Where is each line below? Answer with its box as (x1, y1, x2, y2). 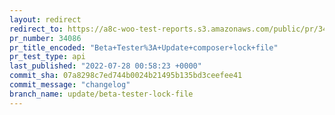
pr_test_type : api (9, 52, 86, 62)
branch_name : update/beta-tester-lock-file (9, 89, 194, 99)
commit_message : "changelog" (9, 80, 131, 90)
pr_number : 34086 (9, 33, 82, 43)
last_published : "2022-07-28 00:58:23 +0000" (9, 61, 202, 71)
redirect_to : (9, 24, 64, 34)
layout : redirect (9, 14, 82, 25)
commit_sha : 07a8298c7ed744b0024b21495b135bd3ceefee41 (9, 71, 243, 81)
